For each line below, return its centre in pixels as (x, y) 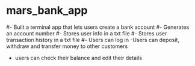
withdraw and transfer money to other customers (67, 46)
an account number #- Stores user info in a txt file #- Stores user (87, 33)
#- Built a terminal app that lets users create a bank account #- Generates (98, 27)
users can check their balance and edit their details (79, 58)
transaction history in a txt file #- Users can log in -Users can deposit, (93, 40)
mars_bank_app (47, 10)
